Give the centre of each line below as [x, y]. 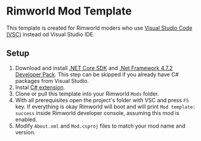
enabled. [26, 119]
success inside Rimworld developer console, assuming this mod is [97, 113]
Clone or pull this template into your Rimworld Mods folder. [87, 93]
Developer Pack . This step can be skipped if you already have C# [97, 74]
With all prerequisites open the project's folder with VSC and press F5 [102, 100]
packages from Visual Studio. [52, 80]
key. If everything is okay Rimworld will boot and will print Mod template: [105, 107]
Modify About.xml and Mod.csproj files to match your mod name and [100, 126]
